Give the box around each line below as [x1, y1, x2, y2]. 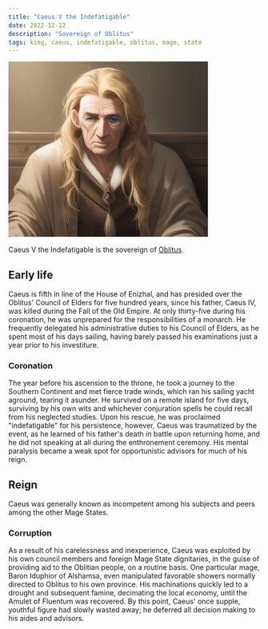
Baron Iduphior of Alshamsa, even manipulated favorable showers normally [8, 571, 256, 581]
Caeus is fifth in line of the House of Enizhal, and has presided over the [8, 289, 242, 299]
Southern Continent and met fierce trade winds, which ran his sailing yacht [8, 387, 254, 396]
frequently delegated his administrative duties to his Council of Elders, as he [8, 324, 260, 333]
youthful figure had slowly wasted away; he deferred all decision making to [8, 605, 256, 615]
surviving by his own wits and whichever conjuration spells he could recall [8, 404, 254, 413]
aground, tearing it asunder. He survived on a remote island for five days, [8, 396, 250, 405]
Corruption [8, 527, 52, 539]
